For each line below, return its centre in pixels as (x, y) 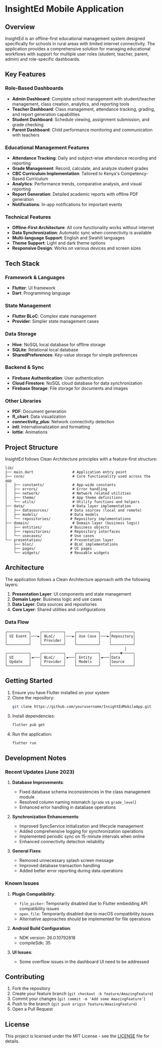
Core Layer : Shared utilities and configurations (59, 609)
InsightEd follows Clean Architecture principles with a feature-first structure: (81, 459)
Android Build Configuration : (41, 928)
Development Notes (36, 758)
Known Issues (22, 883)
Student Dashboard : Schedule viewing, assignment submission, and (81, 119)
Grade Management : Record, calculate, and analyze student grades (80, 168)
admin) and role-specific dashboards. (43, 59)
